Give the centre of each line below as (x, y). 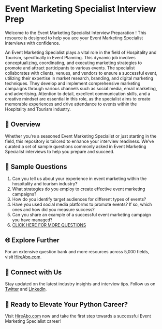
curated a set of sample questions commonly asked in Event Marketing (76, 146)
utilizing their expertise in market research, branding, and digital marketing (79, 78)
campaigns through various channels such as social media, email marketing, (81, 88)
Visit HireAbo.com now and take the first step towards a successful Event (78, 316)
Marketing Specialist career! (33, 321)
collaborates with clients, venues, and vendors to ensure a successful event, (81, 73)
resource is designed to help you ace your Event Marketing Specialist (74, 38)
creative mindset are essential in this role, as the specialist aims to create (78, 99)
